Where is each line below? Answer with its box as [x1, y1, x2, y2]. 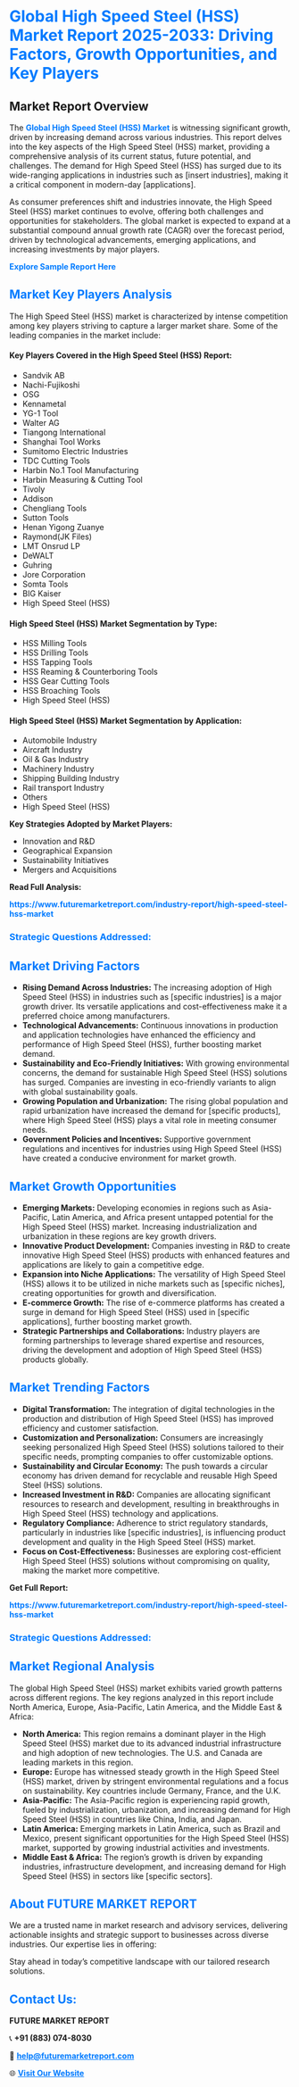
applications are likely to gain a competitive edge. [21, 1259, 205, 1269]
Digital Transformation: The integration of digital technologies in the [21, 1403, 275, 1414]
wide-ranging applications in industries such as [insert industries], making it [9, 170, 288, 180]
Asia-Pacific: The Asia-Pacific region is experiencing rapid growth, [21, 1794, 270, 1805]
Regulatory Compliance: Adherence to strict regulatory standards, [21, 1517, 269, 1528]
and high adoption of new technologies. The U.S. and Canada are [21, 1747, 263, 1758]
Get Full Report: [9, 1582, 69, 1592]
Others [21, 792, 48, 802]
